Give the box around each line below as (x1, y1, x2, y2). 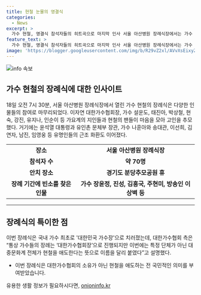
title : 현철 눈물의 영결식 (6, 8, 63, 15)
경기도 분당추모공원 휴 (106, 168, 165, 177)
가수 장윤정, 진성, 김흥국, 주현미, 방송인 (80, 180, 184, 188)
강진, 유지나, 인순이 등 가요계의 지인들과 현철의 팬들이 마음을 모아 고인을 (14, 116, 181, 123)
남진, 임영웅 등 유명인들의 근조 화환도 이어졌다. (19, 131, 127, 138)
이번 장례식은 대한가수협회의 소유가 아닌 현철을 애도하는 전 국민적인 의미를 (14, 261, 188, 269)
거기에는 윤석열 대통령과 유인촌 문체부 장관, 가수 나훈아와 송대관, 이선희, (19, 123, 187, 130)
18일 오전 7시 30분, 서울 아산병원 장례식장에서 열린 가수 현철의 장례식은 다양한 (6, 101, 188, 108)
